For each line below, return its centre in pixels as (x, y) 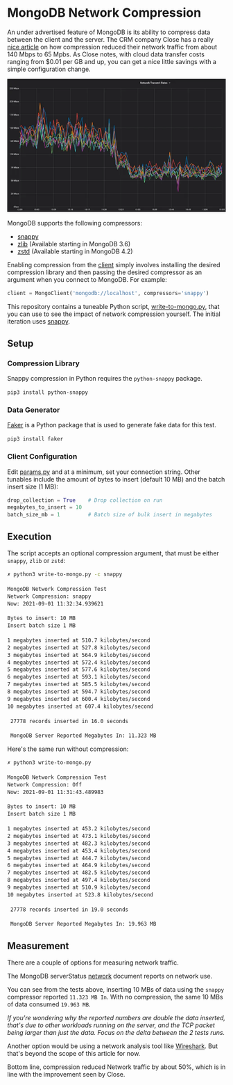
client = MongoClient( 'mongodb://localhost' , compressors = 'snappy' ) (108, 294)
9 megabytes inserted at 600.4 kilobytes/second (79, 699)
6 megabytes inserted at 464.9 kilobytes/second (79, 865)
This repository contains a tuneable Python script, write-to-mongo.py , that (113, 307)
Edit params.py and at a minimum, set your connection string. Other (104, 472)
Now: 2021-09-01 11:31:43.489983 (55, 792)
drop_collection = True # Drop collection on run (85, 500)
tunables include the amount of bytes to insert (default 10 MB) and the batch (116, 479)
